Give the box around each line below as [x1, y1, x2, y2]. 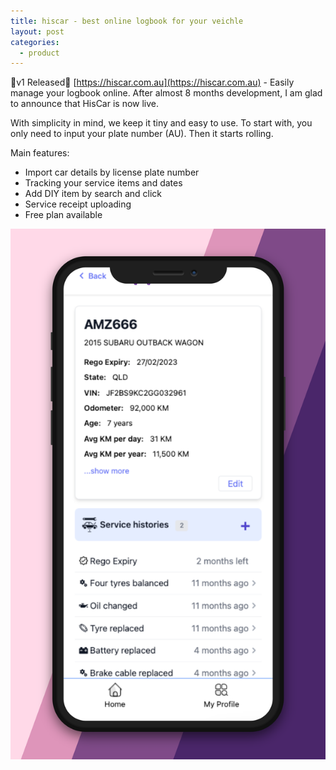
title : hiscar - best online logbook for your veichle [10, 16, 244, 26]
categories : [10, 37, 60, 47]
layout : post [10, 26, 65, 37]
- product [19, 48, 60, 58]
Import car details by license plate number [24, 166, 200, 179]
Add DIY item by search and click [24, 188, 163, 200]
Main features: [10, 147, 70, 159]
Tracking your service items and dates [24, 177, 183, 189]
